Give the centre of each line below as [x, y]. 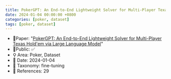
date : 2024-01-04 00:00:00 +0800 [41, 15]
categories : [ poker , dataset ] [37, 19]
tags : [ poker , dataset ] [31, 24]
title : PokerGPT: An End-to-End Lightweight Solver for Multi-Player [81, 10]
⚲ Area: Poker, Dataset [36, 55]
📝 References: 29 [31, 71]
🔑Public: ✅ [24, 49]
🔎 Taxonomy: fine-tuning [38, 66]
